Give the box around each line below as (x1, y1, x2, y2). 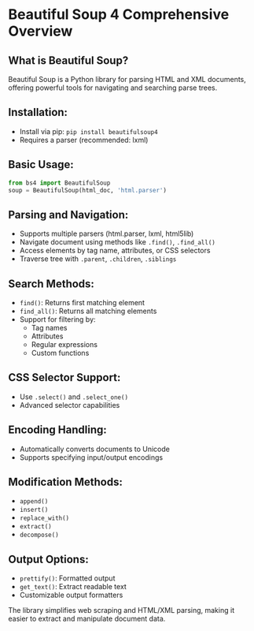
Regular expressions (31, 340, 98, 349)
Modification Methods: (8, 476, 123, 489)
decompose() (19, 531, 59, 540)
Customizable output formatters (19, 590, 123, 600)
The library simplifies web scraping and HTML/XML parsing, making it (8, 606, 234, 615)
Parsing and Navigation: (8, 207, 129, 222)
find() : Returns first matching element (19, 298, 145, 307)
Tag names (31, 323, 68, 332)
